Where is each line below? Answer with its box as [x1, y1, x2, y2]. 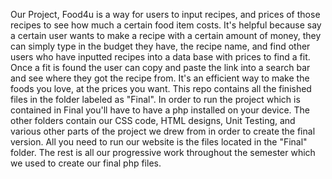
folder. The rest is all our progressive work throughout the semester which [10, 147, 316, 158]
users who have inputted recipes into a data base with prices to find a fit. [10, 51, 311, 63]
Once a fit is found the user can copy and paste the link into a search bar [10, 62, 311, 73]
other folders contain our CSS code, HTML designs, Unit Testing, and [10, 115, 296, 126]
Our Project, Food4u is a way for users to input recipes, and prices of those [10, 9, 321, 20]
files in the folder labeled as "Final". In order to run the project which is [10, 94, 301, 105]
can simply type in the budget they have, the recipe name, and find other [10, 40, 311, 52]
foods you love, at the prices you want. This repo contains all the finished [10, 83, 312, 94]
